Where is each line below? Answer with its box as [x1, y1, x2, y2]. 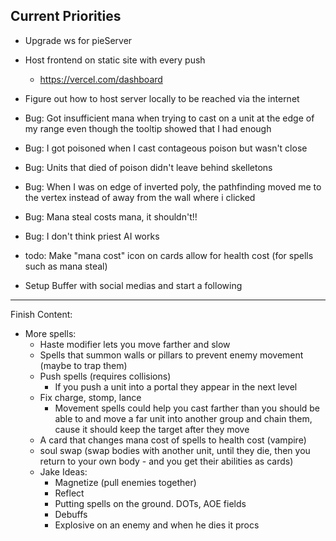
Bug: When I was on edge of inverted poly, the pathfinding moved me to [24, 180, 322, 193]
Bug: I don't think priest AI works [24, 230, 160, 242]
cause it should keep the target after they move [54, 423, 250, 435]
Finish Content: [10, 308, 73, 320]
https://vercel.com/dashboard [39, 73, 163, 85]
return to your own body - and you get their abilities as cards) [39, 455, 294, 467]
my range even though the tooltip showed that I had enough [24, 122, 272, 134]
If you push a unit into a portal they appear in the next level [54, 380, 298, 393]
